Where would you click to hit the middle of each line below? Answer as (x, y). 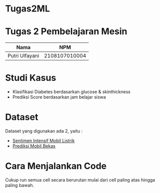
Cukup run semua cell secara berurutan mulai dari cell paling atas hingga (80, 180)
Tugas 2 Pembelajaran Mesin (66, 32)
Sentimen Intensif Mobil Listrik (43, 141)
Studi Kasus (31, 78)
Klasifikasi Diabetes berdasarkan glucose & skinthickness (71, 92)
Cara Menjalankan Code (56, 166)
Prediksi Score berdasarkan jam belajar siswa (59, 97)
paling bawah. (20, 185)
